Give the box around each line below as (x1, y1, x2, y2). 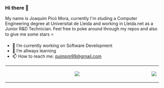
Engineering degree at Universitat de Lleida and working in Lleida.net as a (5, 21, 154, 26)
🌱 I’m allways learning (12, 48, 56, 54)
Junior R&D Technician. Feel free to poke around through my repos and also (5, 26, 158, 32)
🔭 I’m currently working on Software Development (12, 43, 113, 48)
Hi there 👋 (5, 4, 29, 11)
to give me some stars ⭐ (5, 31, 54, 37)
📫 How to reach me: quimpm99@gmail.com (12, 53, 102, 59)
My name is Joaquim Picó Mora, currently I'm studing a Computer (5, 16, 138, 22)
